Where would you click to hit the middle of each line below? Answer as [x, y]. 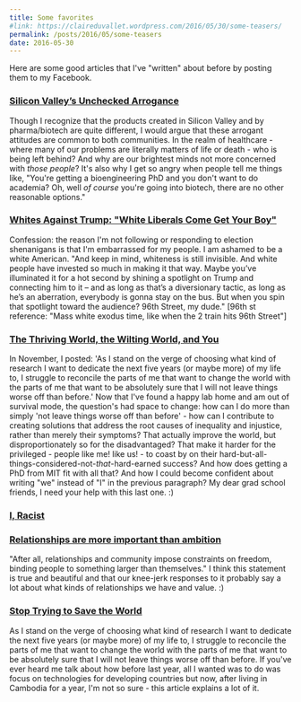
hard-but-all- [243, 454]
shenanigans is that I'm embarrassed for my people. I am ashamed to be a [146, 249]
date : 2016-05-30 [42, 43]
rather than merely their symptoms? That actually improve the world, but [142, 435]
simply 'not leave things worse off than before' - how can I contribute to [142, 416]
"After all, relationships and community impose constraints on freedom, [141, 559]
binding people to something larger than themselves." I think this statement [148, 569]
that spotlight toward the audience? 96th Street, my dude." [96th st [133, 306]
